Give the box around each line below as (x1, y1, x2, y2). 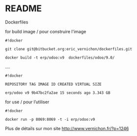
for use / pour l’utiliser (5, 99, 49, 105)
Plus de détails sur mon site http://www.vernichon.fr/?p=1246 (5, 125, 129, 131)
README (5, 3, 42, 14)
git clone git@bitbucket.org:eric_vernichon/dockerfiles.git (5, 46, 133, 51)
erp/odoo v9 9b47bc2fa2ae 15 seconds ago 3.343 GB (5, 90, 111, 95)
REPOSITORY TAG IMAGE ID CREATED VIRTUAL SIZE (5, 82, 102, 87)
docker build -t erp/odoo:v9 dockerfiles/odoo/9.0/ (5, 55, 115, 60)
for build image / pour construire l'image (5, 28, 87, 34)
